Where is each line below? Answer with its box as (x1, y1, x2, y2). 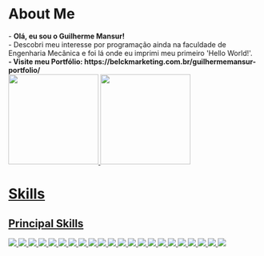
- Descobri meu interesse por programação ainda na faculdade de (8, 39, 226, 49)
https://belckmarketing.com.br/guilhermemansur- (83, 57, 257, 66)
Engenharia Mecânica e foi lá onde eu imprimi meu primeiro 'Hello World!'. (8, 48, 254, 58)
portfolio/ (8, 65, 41, 74)
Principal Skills (8, 217, 84, 230)
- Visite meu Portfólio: (8, 57, 83, 66)
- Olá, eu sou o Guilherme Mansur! (8, 31, 126, 41)
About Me (8, 5, 75, 23)
